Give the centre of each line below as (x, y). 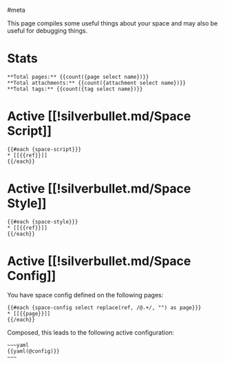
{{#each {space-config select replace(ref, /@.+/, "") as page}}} (104, 307)
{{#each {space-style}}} (43, 221)
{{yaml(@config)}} (33, 351)
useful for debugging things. (47, 31)
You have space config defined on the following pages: (85, 295)
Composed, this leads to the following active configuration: (90, 332)
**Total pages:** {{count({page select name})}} (78, 77)
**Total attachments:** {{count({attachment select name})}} (97, 83)
